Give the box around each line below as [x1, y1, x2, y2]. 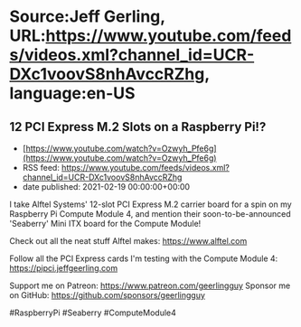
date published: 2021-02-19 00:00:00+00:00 [22, 182, 191, 192]
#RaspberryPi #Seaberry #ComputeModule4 [9, 307, 176, 318]
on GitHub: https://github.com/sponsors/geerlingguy [9, 290, 206, 300]
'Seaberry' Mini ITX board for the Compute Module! [9, 219, 202, 229]
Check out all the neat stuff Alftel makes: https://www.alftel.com [9, 236, 248, 246]
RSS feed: [22, 163, 61, 173]
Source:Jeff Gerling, [9, 6, 165, 27]
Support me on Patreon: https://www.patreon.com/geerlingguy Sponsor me [9, 280, 291, 291]
